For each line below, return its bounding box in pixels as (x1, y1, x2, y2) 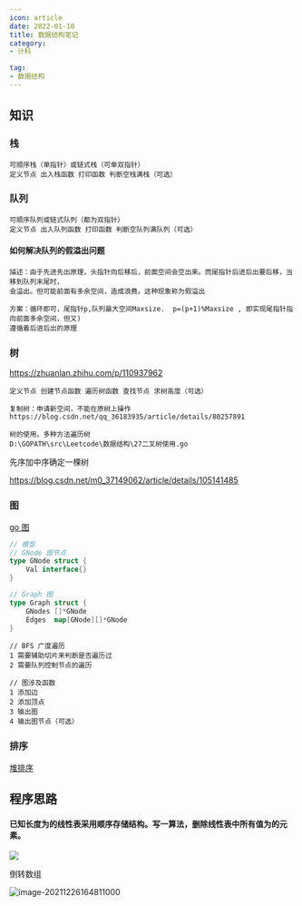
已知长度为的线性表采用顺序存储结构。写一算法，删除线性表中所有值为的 (9, 818, 279, 829)
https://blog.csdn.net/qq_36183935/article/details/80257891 (9, 412, 246, 422)
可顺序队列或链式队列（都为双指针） (9, 215, 125, 224)
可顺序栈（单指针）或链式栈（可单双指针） (9, 160, 145, 169)
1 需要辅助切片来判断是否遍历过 (9, 651, 112, 661)
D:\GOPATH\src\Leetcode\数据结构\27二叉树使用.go (9, 439, 189, 449)
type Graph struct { (9, 598, 88, 607)
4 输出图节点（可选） (9, 717, 79, 726)
